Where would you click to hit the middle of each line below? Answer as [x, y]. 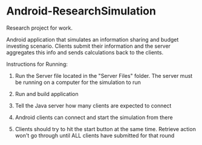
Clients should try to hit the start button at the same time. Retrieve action [106, 129]
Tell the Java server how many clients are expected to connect [93, 105]
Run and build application [47, 94]
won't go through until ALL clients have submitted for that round [95, 135]
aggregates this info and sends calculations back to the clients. [85, 52]
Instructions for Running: [37, 64]
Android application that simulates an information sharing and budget [93, 39]
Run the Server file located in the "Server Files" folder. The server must [104, 76]
